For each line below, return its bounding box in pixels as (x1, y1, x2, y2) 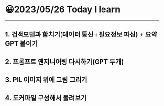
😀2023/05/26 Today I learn (5, 4, 121, 15)
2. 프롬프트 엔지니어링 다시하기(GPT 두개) (5, 57, 124, 66)
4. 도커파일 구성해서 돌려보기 (5, 94, 87, 102)
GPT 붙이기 (5, 39, 38, 48)
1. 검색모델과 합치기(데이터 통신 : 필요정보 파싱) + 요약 (5, 31, 158, 39)
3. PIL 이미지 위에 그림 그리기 (5, 76, 87, 84)
